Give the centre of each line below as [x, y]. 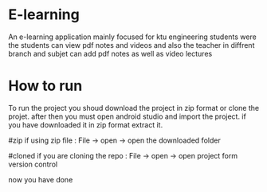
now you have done [41, 179]
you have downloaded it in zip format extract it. [86, 124]
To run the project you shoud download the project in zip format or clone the [134, 108]
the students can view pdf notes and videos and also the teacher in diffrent [132, 45]
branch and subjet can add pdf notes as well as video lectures [110, 53]
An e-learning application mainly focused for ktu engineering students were [132, 37]
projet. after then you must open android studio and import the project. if [128, 116]
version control [33, 164]
